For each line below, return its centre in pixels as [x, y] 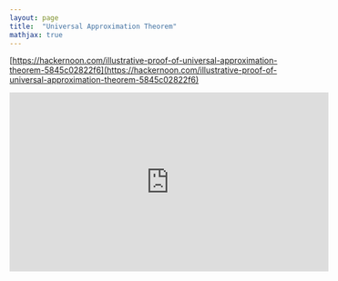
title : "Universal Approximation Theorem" [93, 26]
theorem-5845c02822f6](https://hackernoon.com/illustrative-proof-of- [143, 70]
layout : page [34, 18]
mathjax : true [36, 35]
